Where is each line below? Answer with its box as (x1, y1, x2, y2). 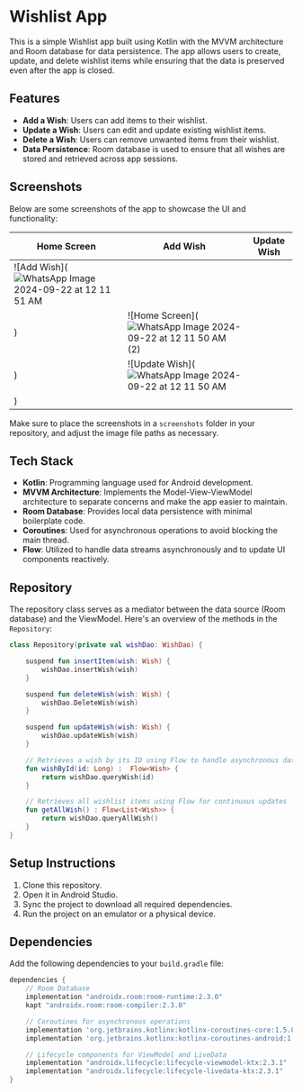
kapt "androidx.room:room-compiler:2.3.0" (25, 1001, 187, 1010)
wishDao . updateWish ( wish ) (41, 732, 139, 741)
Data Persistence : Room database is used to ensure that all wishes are (22, 143, 286, 154)
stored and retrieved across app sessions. (22, 153, 178, 164)
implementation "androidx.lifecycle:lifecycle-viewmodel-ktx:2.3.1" (25, 1059, 288, 1068)
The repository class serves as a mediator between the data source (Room (9, 604, 286, 614)
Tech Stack (9, 453, 74, 469)
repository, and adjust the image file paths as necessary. (9, 427, 219, 438)
